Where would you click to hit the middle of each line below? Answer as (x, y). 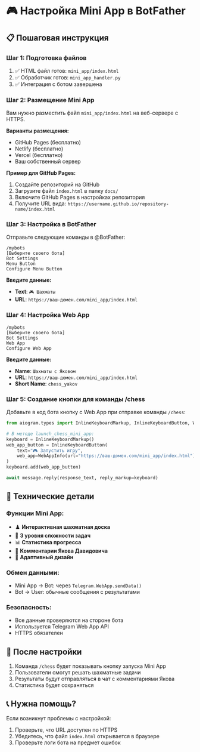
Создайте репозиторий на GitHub (57, 184)
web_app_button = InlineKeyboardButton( (57, 445)
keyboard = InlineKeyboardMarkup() (50, 439)
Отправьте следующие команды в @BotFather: (66, 237)
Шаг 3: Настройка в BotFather (51, 224)
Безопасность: (29, 607)
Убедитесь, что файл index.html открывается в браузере (87, 736)
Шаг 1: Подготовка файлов (46, 58)
